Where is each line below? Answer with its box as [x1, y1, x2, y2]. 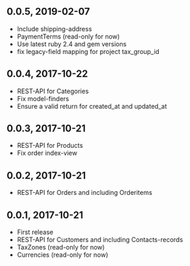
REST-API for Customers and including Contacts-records [16, 235, 184, 244]
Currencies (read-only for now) [16, 250, 108, 259]
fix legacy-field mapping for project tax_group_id [16, 47, 160, 55]
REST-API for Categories [16, 87, 89, 95]
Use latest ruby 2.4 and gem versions [16, 39, 127, 48]
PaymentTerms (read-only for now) [16, 32, 120, 41]
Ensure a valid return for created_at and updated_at [16, 102, 167, 110]
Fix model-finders [16, 94, 69, 102]
